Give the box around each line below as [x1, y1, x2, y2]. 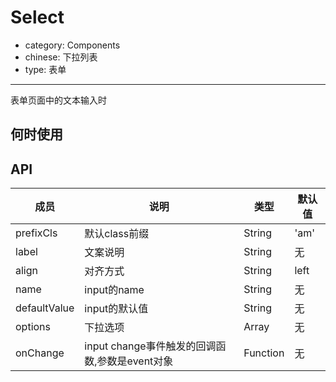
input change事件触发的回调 [84, 339, 217, 353]
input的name [84, 283, 145, 297]
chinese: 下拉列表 [24, 51, 98, 63]
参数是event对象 [96, 354, 174, 368]
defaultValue [15, 301, 75, 315]
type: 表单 [24, 63, 67, 75]
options [15, 320, 51, 334]
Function [243, 346, 285, 360]
